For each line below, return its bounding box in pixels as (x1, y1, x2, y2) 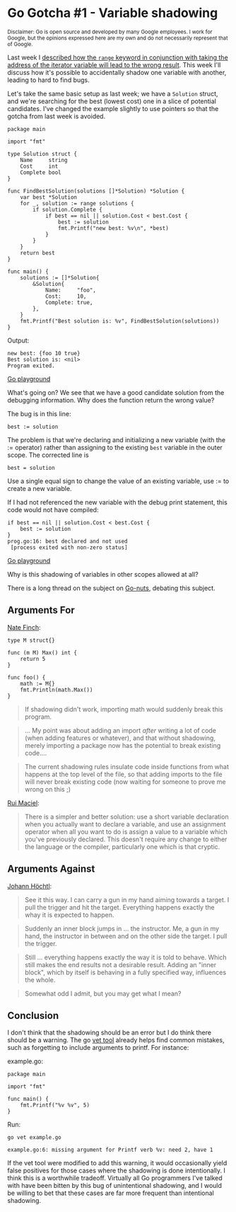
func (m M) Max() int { (7, 649, 78, 656)
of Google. (7, 40, 33, 47)
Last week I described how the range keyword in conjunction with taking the (7, 53, 228, 62)
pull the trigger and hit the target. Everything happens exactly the (24, 903, 215, 911)
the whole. (24, 975, 56, 984)
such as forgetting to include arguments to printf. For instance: (7, 1044, 189, 1052)
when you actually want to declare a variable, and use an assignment (24, 819, 226, 829)
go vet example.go (7, 1134, 61, 1141)
